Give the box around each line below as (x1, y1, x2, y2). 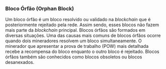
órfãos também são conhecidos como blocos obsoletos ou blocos (5, 54, 142, 60)
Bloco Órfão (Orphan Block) (5, 5, 74, 12)
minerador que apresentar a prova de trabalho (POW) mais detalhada (5, 43, 149, 49)
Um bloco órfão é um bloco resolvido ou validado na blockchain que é (5, 17, 151, 23)
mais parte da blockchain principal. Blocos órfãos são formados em (5, 27, 146, 33)
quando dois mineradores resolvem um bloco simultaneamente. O (5, 38, 142, 44)
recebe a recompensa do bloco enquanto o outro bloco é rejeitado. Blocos (5, 48, 159, 55)
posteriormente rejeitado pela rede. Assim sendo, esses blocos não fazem (5, 22, 159, 28)
